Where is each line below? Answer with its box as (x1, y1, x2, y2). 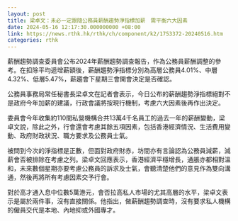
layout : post (7, 10, 46, 18)
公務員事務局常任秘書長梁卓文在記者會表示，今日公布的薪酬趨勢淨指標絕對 (7, 90, 225, 98)
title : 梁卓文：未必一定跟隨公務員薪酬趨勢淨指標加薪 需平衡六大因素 (7, 17, 188, 24)
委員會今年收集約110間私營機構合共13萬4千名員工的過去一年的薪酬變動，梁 (7, 114, 225, 123)
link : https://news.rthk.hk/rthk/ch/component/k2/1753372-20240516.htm (7, 30, 223, 38)
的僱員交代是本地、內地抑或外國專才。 (7, 206, 119, 215)
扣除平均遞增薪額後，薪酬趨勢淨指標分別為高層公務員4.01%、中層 (25, 66, 218, 74)
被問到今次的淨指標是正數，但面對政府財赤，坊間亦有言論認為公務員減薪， (7, 147, 225, 155)
